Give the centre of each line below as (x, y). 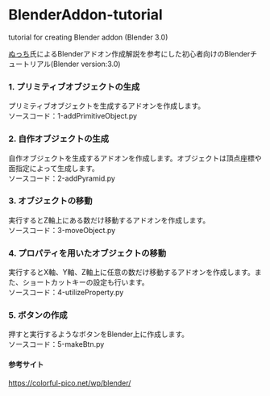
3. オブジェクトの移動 (50, 201)
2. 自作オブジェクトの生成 (59, 139)
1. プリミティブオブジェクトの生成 (74, 86)
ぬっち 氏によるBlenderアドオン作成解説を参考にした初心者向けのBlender (129, 53)
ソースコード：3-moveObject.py (62, 230)
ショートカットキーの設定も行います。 (85, 282)
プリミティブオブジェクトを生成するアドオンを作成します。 (107, 106)
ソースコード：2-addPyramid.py (62, 178)
